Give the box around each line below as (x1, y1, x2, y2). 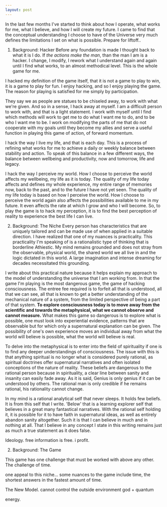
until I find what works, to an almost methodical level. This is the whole (12, 63, 158, 69)
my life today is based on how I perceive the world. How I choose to (5, 192, 145, 198)
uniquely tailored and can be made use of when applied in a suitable (12, 228, 153, 234)
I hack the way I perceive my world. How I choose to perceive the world (5, 171, 152, 177)
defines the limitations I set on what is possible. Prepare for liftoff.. (5, 37, 141, 43)
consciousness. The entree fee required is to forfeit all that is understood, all (5, 286, 162, 292)
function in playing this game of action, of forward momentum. (5, 130, 134, 136)
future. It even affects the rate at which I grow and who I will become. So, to (5, 202, 161, 208)
